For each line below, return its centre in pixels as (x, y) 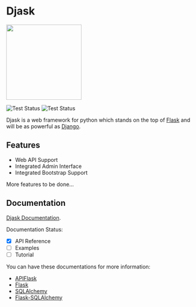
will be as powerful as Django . (44, 126)
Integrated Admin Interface (48, 166)
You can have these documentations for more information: (78, 267)
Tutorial (24, 255)
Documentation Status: (35, 229)
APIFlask (26, 278)
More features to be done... (40, 184)
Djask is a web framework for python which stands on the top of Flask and (98, 120)
